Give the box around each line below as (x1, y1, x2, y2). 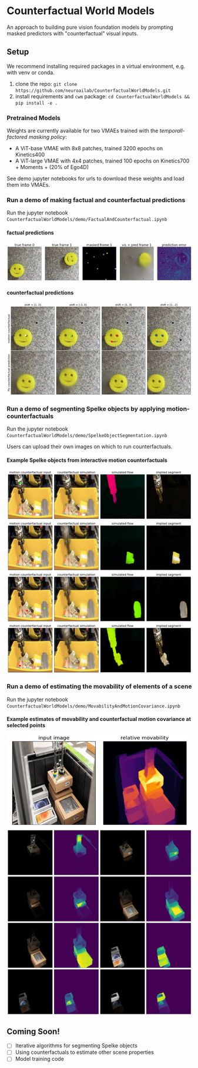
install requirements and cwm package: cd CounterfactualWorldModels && (15, 92, 190, 100)
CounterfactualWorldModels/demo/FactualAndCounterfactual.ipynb (6, 217, 167, 223)
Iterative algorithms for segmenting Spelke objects (15, 1042, 137, 1049)
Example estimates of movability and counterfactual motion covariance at (6, 716, 192, 723)
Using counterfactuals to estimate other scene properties (15, 1049, 155, 1056)
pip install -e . (15, 100, 58, 106)
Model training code (15, 1056, 64, 1063)
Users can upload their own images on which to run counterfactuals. (6, 443, 173, 450)
